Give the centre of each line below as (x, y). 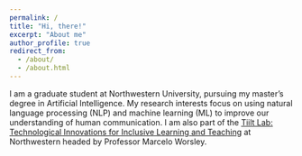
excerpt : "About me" (48, 34)
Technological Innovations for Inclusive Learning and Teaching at (130, 132)
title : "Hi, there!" (48, 26)
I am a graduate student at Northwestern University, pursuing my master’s (146, 93)
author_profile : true (50, 43)
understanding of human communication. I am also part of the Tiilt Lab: (141, 122)
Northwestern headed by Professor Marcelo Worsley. (108, 142)
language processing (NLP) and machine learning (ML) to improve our (139, 113)
